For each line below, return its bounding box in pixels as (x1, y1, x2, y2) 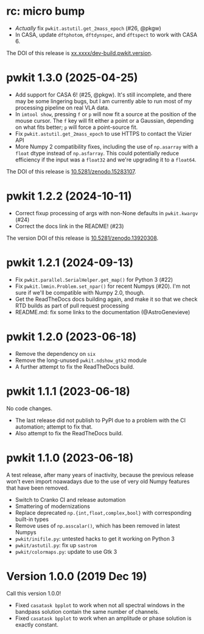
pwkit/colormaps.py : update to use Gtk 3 (15, 548, 118, 555)
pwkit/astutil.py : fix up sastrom (15, 541, 97, 548)
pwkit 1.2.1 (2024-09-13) (6, 256, 134, 270)
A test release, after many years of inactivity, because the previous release (6, 471, 194, 478)
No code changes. (6, 405, 53, 412)
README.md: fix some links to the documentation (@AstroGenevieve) (15, 308, 191, 315)
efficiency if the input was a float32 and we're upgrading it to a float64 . (15, 156, 197, 163)
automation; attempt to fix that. (15, 423, 93, 430)
